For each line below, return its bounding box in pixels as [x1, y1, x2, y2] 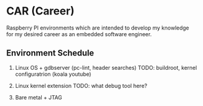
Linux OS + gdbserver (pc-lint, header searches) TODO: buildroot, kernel [15, 64, 197, 71]
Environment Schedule [6, 48, 95, 58]
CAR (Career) [6, 4, 75, 18]
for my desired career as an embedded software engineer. [6, 30, 152, 37]
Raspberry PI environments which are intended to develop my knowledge [6, 24, 190, 31]
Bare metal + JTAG [15, 93, 62, 101]
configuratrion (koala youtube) [15, 70, 92, 78]
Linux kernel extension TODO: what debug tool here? [15, 82, 147, 89]
